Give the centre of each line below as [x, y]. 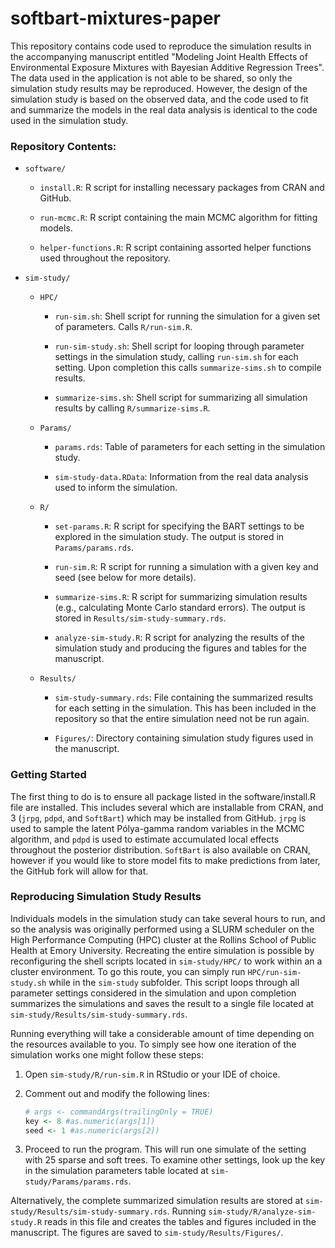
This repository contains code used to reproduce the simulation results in [161, 46]
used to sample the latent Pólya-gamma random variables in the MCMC [157, 828]
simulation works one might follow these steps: [107, 1054]
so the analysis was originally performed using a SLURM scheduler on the [162, 929]
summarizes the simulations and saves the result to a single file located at [162, 1003]
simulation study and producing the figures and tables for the [180, 648]
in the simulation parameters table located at [116, 1171]
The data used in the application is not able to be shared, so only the [151, 78]
